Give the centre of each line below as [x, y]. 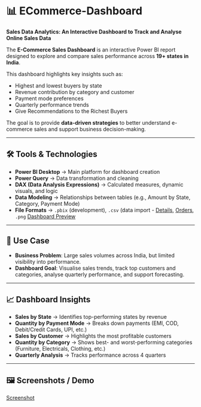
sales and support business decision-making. [90, 129]
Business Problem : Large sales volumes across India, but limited [95, 255]
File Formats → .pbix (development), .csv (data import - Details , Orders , [104, 210]
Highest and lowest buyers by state [58, 85]
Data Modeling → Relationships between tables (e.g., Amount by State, [103, 197]
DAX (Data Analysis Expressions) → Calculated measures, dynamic [99, 184]
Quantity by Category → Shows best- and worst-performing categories [103, 342]
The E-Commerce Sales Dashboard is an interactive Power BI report [91, 49]
